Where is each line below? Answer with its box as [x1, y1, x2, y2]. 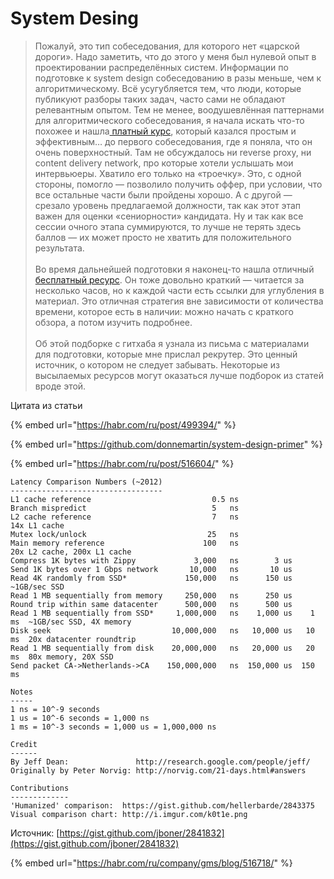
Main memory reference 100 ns [10, 538, 240, 548]
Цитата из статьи [10, 399, 83, 411]
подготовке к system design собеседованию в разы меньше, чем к [34, 72, 322, 84]
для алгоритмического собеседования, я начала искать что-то [34, 114, 305, 126]
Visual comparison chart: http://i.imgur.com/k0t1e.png [10, 809, 248, 819]
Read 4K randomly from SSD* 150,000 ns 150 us [10, 573, 293, 583]
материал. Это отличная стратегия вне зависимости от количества [34, 295, 324, 307]
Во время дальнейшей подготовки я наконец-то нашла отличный [34, 263, 315, 275]
